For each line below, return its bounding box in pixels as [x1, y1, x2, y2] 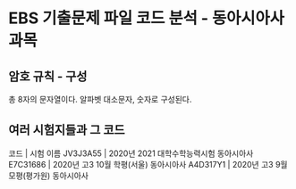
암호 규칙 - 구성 [8, 69, 88, 84]
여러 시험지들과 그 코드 [8, 122, 126, 138]
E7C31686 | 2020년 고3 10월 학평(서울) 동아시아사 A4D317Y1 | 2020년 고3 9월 [8, 159, 288, 169]
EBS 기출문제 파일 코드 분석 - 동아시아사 [8, 8, 285, 29]
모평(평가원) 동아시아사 [8, 170, 89, 181]
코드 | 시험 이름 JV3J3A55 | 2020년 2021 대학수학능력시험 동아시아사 [8, 148, 254, 159]
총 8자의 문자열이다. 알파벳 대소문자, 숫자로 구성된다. [8, 94, 192, 104]
